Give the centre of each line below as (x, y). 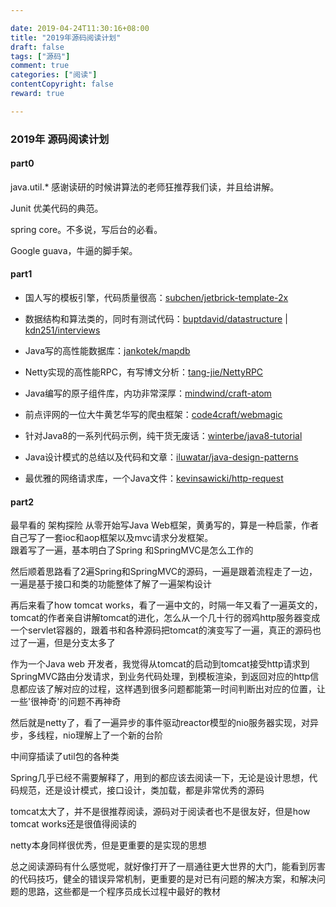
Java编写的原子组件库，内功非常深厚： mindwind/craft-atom (148, 393)
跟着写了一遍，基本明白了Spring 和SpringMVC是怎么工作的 (132, 550)
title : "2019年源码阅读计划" (66, 37)
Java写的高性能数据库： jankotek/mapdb (107, 351)
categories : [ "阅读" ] (54, 75)
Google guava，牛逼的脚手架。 (74, 250)
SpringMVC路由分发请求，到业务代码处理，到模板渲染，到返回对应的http (160, 677)
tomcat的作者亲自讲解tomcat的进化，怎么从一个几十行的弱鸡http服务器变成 (165, 618)
